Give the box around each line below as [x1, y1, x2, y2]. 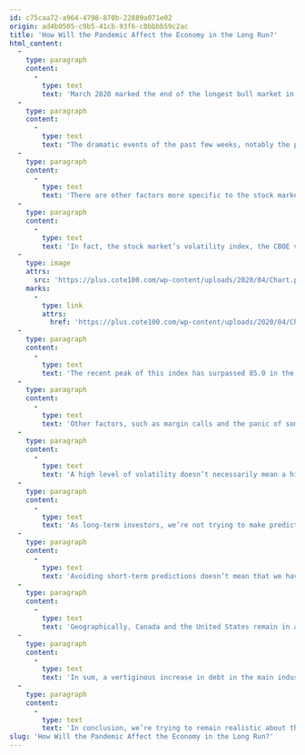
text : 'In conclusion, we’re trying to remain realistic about [42, 724, 286, 733]
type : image [25, 258, 71, 268]
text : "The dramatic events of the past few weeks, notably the [42, 140, 290, 149]
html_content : [9, 38, 64, 48]
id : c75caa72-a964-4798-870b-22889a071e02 [9, 13, 172, 23]
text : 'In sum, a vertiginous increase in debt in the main [42, 673, 274, 682]
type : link [42, 301, 84, 310]
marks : [25, 284, 51, 293]
